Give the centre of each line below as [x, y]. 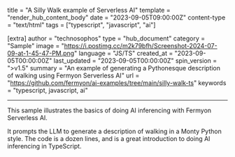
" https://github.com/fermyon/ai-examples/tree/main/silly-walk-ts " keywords [117, 83]
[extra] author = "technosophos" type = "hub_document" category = [106, 38]
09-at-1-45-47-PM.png [41, 53]
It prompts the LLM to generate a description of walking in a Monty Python [114, 131]
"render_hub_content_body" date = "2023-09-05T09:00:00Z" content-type [116, 17]
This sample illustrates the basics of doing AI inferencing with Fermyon [109, 110]
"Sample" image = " [36, 46]
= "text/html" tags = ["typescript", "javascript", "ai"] [81, 25]
